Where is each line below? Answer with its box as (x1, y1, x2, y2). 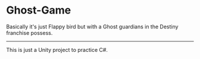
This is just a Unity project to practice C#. (6, 46, 108, 53)
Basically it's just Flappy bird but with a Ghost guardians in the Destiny (6, 23, 179, 30)
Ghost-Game (6, 4, 71, 17)
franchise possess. (6, 29, 53, 36)
